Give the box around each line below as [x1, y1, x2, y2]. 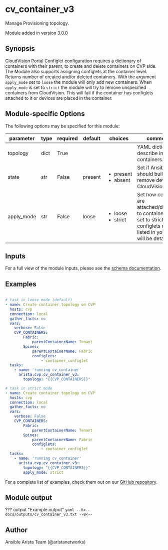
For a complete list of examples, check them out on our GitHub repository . [5, 479, 157, 485]
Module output [5, 493, 52, 502]
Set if [136, 164, 149, 171]
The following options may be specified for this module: [5, 123, 120, 129]
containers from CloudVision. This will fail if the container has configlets [5, 89, 153, 96]
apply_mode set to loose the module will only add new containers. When [5, 79, 152, 85]
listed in [136, 228, 155, 235]
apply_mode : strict [23, 470, 64, 475]
